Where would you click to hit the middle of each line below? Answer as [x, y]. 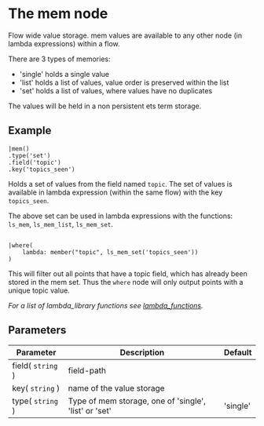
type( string [35, 401]
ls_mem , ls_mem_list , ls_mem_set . [61, 224]
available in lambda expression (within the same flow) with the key [115, 192]
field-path [87, 370]
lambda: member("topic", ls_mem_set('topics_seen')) [110, 252]
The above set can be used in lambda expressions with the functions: [121, 216]
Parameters [37, 330]
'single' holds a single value [64, 74]
